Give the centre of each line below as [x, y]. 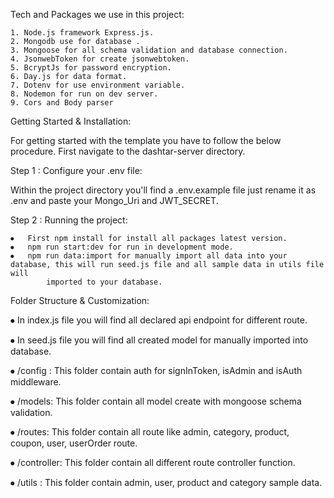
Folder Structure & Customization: [80, 300]
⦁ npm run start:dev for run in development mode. [122, 247]
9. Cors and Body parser [62, 103]
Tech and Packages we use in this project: [97, 14]
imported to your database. [104, 282]
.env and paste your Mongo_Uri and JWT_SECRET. [114, 200]
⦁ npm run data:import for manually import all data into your [149, 256]
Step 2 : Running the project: [69, 220]
